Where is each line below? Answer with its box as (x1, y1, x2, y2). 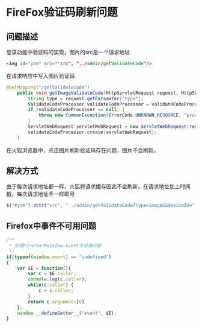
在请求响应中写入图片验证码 (6, 72, 75, 79)
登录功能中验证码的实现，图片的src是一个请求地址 (6, 49, 130, 56)
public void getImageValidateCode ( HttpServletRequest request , (17, 90, 179, 96)
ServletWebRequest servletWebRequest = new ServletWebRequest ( (28, 124, 189, 130)
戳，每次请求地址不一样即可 (6, 191, 75, 198)
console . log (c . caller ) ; (28, 276, 87, 282)
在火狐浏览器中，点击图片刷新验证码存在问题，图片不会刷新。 (6, 146, 159, 154)
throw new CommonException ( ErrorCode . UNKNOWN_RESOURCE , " (38, 112, 187, 118)
